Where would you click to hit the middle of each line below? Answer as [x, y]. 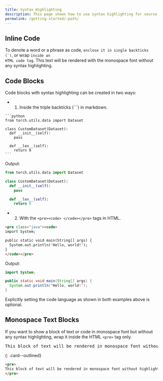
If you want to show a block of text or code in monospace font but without [79, 331]
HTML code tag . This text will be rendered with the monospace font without [79, 60]
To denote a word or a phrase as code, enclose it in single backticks [77, 50]
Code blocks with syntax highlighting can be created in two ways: [71, 93]
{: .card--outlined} [23, 355]
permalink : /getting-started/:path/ [42, 19]
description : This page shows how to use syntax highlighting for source [81, 14]
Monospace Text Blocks [42, 320]
